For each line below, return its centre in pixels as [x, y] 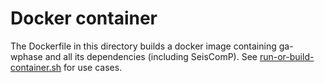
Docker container [84, 18]
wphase [26, 56]
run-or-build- [287, 56]
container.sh [36, 67]
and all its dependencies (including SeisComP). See [151, 56]
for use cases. [93, 67]
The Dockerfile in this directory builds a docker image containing [143, 46]
